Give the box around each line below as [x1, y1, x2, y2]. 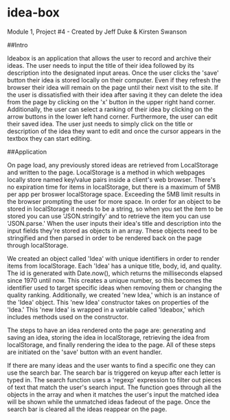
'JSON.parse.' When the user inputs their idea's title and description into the [7, 219, 222, 227]
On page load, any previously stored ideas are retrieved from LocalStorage [7, 161, 218, 169]
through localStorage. [7, 241, 69, 249]
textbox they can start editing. [7, 134, 92, 142]
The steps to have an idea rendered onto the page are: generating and [7, 326, 206, 334]
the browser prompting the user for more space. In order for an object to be [7, 197, 221, 205]
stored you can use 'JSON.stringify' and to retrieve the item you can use [7, 211, 211, 220]
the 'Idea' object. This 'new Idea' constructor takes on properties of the [7, 298, 209, 306]
